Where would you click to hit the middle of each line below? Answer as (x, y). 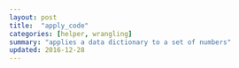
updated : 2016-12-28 (47, 50)
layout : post (33, 17)
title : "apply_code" (49, 26)
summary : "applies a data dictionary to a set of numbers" (120, 42)
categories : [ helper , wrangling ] (71, 34)
